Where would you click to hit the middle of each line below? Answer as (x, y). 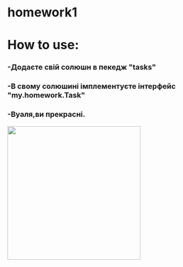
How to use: (43, 45)
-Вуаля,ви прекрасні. (46, 115)
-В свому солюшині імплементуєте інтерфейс (91, 86)
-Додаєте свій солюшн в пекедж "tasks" (82, 67)
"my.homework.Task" (46, 95)
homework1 (43, 12)
